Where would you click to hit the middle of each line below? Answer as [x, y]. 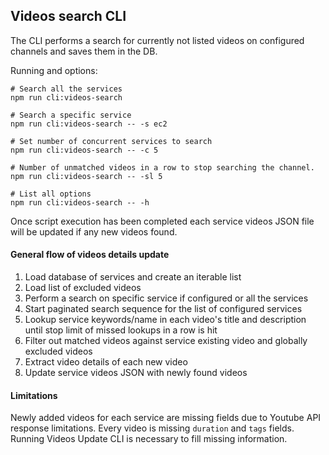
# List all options [51, 194]
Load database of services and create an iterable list [133, 277]
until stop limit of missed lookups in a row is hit [121, 330]
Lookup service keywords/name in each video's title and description [165, 320]
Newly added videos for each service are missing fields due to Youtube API [166, 418]
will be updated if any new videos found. [94, 231]
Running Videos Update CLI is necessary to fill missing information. [149, 439]
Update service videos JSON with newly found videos [136, 373]
